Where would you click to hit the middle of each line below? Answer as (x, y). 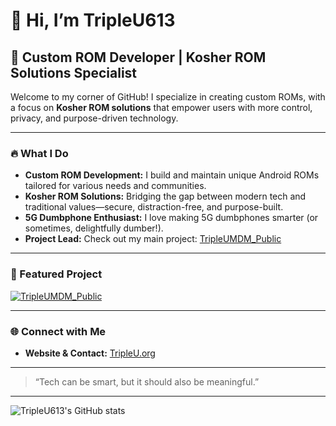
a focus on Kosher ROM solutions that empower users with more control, (161, 107)
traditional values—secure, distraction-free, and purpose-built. (154, 207)
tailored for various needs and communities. (115, 186)
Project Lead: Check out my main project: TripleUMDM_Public (153, 239)
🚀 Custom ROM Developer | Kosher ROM (138, 57)
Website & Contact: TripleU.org (90, 353)
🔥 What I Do (39, 153)
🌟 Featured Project (56, 274)
